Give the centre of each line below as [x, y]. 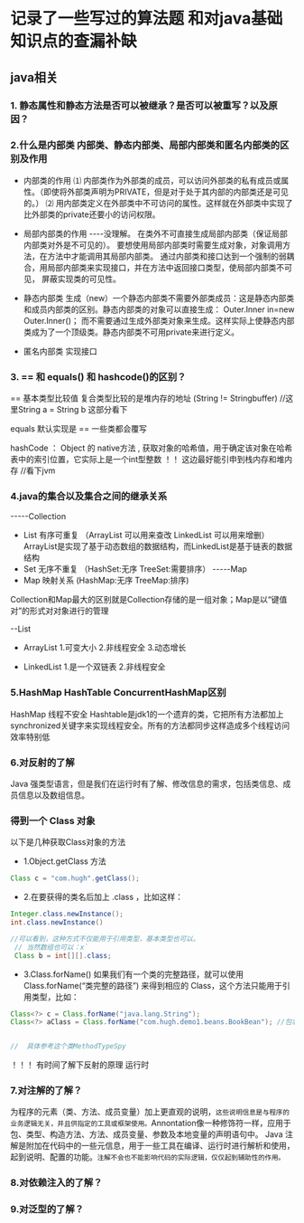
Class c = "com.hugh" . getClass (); [75, 878]
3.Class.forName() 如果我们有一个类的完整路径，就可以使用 [134, 974]
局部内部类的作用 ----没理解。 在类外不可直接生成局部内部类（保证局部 [155, 233]
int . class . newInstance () [57, 923]
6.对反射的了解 [42, 763]
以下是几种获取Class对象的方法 [68, 842]
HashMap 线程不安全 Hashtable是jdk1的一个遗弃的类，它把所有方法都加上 [147, 714]
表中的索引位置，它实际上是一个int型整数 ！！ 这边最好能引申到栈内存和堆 [147, 460]
